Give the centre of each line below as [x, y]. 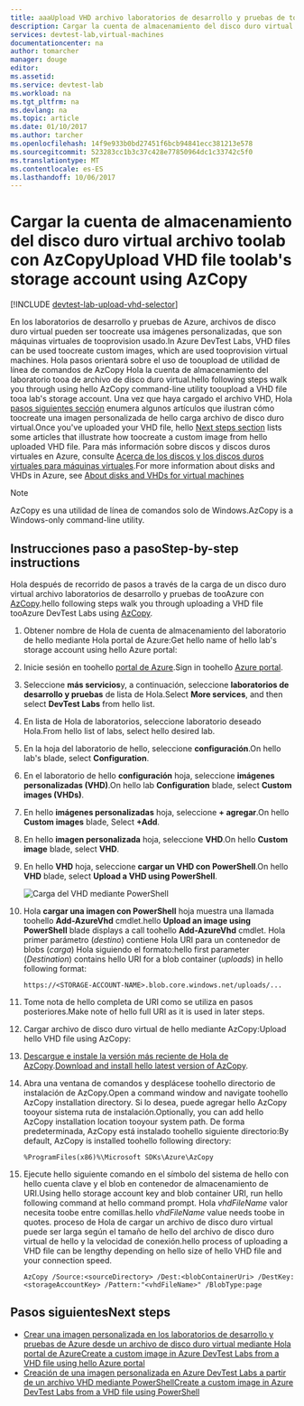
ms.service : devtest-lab [57, 85]
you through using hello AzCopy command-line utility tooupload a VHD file [149, 389]
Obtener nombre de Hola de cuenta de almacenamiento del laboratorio [155, 630]
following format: [55, 968]
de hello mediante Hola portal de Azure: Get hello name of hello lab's [150, 640]
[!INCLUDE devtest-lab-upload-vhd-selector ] [94, 304]
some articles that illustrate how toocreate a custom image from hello [139, 437]
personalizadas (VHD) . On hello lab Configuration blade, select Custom [157, 785]
